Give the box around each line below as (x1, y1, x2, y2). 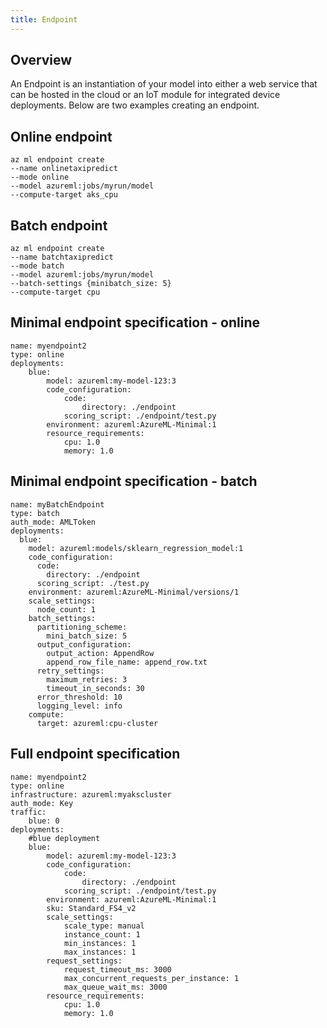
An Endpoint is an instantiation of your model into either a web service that (10, 78, 318, 90)
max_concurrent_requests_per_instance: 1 (63, 973, 240, 983)
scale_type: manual (63, 921, 145, 931)
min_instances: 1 (63, 938, 137, 948)
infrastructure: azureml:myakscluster (10, 789, 172, 800)
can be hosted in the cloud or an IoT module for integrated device (10, 89, 281, 101)
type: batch (10, 508, 60, 518)
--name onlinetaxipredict (10, 164, 118, 174)
